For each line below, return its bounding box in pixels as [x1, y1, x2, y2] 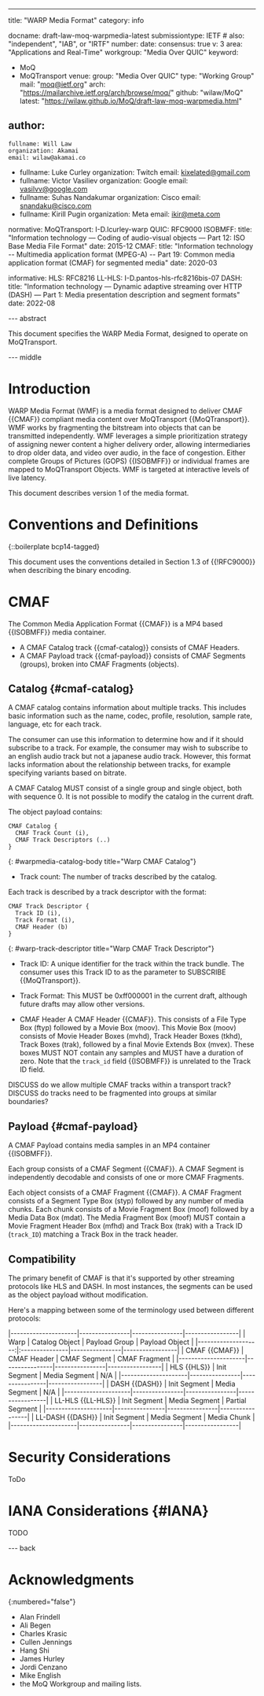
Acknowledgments [8, 1571, 135, 1589]
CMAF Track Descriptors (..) [15, 836, 111, 844]
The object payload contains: [8, 807, 103, 817]
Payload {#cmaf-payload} [8, 1119, 139, 1133]
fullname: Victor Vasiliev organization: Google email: [19, 176, 189, 185]
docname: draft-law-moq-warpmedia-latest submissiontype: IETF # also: [8, 31, 245, 40]
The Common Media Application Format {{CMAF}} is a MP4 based [8, 619, 223, 628]
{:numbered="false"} [8, 1597, 76, 1606]
